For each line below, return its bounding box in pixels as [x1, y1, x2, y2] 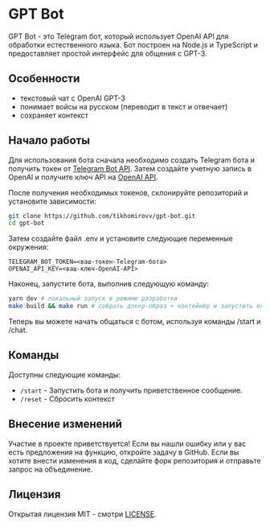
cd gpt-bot [8, 219, 45, 228]
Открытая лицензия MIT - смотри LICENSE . [8, 508, 157, 519]
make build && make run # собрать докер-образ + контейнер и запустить [8, 303, 253, 311]
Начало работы [8, 134, 91, 147]
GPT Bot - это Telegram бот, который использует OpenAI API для [8, 31, 229, 41]
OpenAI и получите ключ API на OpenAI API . [8, 172, 158, 182]
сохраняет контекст [19, 110, 88, 120]
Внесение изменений [8, 418, 123, 431]
